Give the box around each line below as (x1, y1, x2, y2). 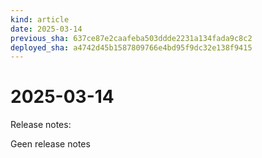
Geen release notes (10, 138, 91, 150)
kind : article (10, 14, 70, 25)
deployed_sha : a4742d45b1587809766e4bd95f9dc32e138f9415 (10, 42, 253, 53)
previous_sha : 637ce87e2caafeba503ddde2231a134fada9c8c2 (10, 33, 253, 43)
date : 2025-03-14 (10, 24, 83, 34)
